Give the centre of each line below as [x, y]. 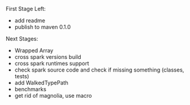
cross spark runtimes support [52, 63]
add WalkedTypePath [41, 83]
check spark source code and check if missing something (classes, [99, 70]
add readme [30, 20]
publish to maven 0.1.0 [42, 27]
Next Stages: [22, 39]
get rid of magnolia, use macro [53, 96]
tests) [22, 76]
